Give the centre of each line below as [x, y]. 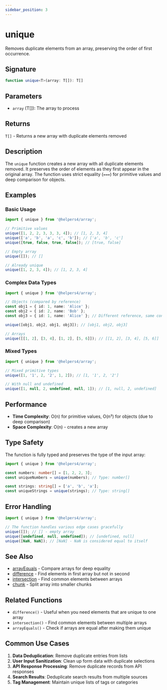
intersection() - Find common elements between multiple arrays [80, 623]
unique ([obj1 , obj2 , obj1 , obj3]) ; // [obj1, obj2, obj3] [66, 325]
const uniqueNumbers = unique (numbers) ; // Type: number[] [68, 477]
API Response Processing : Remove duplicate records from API [77, 666]
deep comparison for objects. [36, 179]
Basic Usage [21, 209]
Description [24, 152]
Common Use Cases [37, 644]
